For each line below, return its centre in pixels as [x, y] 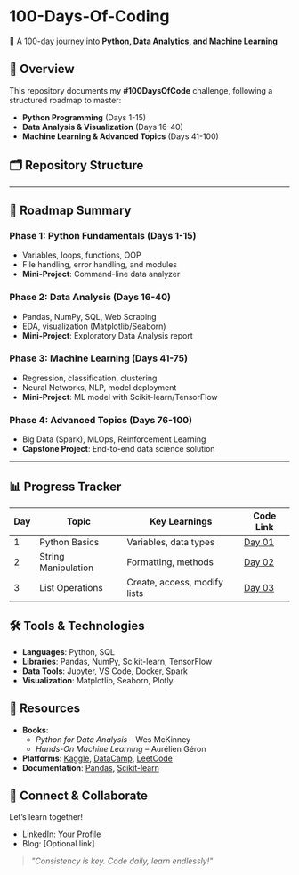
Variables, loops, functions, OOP [81, 255]
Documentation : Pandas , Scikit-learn [91, 767]
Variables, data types [171, 542]
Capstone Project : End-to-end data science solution [118, 449]
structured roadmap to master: [65, 100]
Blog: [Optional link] [58, 844]
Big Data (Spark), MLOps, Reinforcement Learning [114, 439]
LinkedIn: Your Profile [61, 834]
